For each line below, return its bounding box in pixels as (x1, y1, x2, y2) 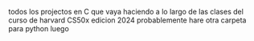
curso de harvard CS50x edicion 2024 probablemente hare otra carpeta (8, 15, 247, 25)
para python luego (8, 24, 70, 33)
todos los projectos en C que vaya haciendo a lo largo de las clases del (8, 7, 244, 16)
